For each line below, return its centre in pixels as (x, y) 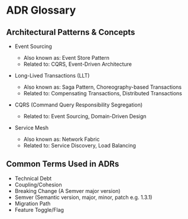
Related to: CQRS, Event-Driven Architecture (77, 64)
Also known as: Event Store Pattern (67, 58)
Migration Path (33, 203)
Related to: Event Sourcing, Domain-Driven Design (85, 116)
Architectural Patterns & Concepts (71, 32)
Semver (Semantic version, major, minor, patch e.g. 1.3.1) (83, 197)
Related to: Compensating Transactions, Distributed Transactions (103, 93)
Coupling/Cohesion (38, 185)
